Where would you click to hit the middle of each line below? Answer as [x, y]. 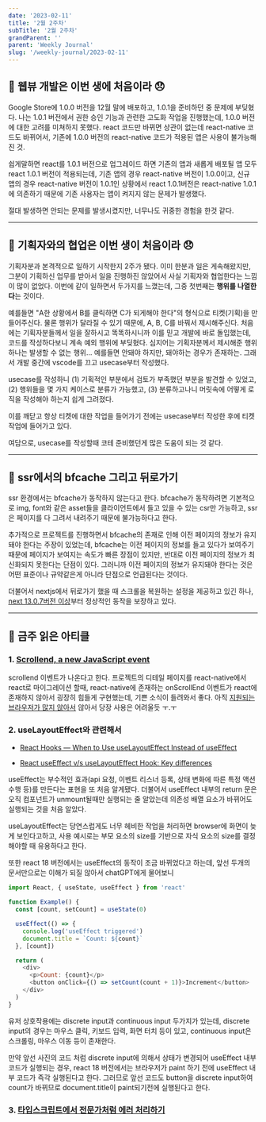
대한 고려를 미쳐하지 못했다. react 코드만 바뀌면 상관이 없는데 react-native [131, 127]
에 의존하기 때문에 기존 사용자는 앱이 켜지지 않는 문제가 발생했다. [108, 193]
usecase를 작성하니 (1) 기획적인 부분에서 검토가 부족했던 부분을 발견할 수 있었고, [133, 379]
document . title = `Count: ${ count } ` [83, 939]
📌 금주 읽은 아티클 [49, 636]
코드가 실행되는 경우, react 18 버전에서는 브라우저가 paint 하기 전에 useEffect [128, 1067]
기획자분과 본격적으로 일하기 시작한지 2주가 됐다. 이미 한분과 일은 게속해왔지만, [129, 266]
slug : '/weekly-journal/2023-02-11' [68, 52]
